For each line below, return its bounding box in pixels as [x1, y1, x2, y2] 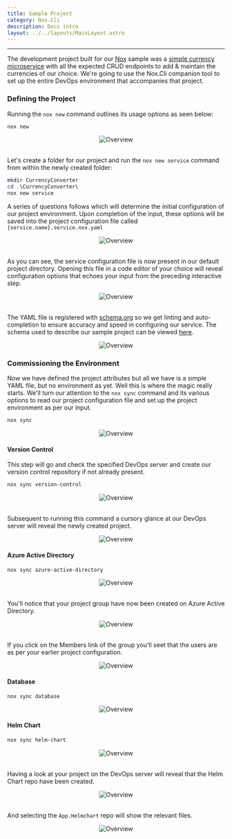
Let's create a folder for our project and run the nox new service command [7, 156, 220, 164]
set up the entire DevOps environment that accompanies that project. [7, 77, 204, 85]
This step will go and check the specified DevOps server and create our [7, 461, 212, 469]
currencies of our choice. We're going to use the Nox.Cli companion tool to [7, 70, 220, 78]
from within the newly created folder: [7, 164, 113, 172]
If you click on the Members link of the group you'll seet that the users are [7, 641, 217, 649]
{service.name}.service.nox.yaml [7, 224, 104, 231]
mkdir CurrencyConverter [7, 177, 79, 184]
